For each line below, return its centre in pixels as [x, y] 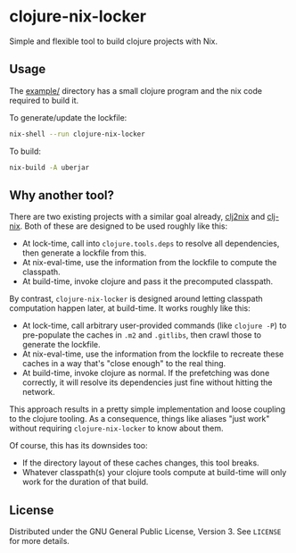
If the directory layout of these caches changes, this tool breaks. [141, 463]
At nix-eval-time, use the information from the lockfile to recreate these [153, 354]
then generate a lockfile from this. [84, 253]
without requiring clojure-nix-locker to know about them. [116, 428]
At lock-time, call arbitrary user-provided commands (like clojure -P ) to [154, 326]
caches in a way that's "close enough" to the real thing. [124, 364]
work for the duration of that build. [85, 482]
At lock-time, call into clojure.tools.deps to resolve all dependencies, [151, 244]
